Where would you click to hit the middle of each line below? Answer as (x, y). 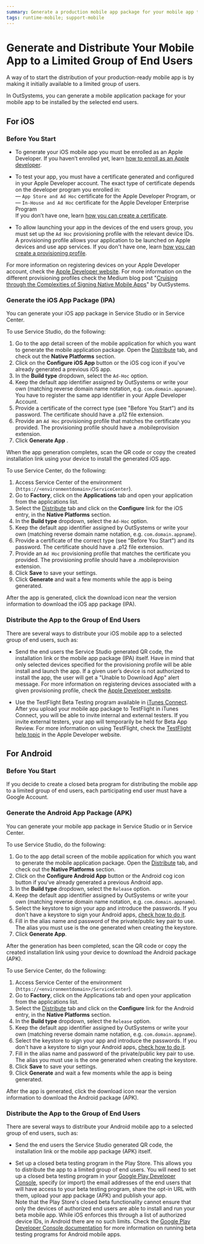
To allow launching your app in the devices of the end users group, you (104, 227)
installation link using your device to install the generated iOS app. (89, 459)
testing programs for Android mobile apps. (68, 1234)
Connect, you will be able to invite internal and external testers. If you (102, 715)
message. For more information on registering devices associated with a (105, 684)
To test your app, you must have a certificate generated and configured (104, 177)
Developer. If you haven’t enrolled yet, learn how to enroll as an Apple (102, 158)
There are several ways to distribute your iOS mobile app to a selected (94, 633)
